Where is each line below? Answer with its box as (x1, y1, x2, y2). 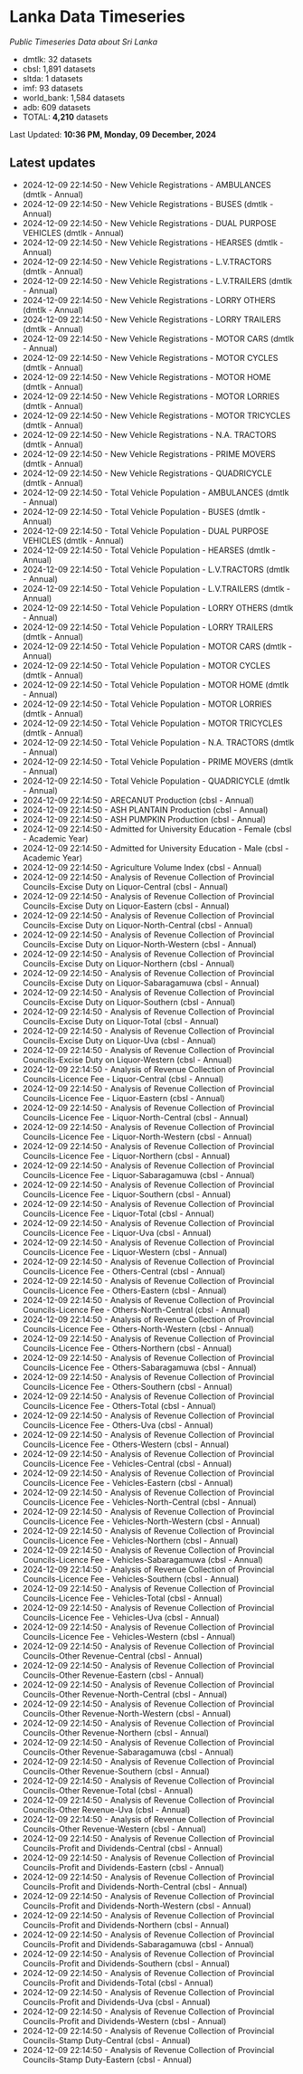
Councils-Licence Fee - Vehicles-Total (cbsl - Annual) (22, 1593, 223, 1603)
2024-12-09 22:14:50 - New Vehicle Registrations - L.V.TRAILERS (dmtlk (22, 275, 292, 286)
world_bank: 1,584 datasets (22, 92, 126, 103)
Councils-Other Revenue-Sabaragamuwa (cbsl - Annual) (22, 1746, 234, 1757)
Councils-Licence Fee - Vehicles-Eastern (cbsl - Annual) (22, 1477, 233, 1488)
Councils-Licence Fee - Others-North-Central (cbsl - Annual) (22, 1304, 251, 1315)
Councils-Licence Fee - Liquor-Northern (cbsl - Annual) (22, 1150, 231, 1161)
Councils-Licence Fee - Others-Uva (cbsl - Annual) (22, 1419, 214, 1431)
